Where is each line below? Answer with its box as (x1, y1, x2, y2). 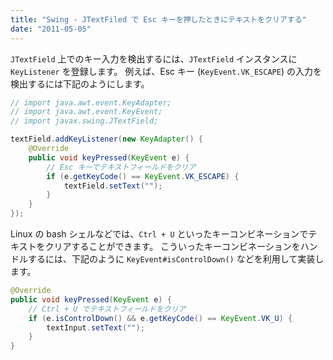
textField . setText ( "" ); (63, 181, 163, 191)
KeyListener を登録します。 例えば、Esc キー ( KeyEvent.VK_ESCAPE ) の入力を (10, 65, 322, 77)
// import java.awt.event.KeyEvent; (10, 107, 163, 117)
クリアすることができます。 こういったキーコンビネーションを (44, 241, 301, 252)
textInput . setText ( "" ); (46, 322, 145, 333)
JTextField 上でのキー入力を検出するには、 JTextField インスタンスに (10, 52, 298, 65)
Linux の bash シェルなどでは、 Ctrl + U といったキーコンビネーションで (10, 228, 309, 240)
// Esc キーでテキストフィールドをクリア (46, 162, 197, 172)
